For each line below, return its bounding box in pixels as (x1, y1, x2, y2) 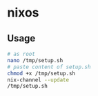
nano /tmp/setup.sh (7, 57, 63, 64)
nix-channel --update (7, 76, 70, 84)
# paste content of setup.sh (7, 64, 91, 70)
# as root (7, 50, 36, 57)
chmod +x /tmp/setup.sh (7, 70, 76, 77)
